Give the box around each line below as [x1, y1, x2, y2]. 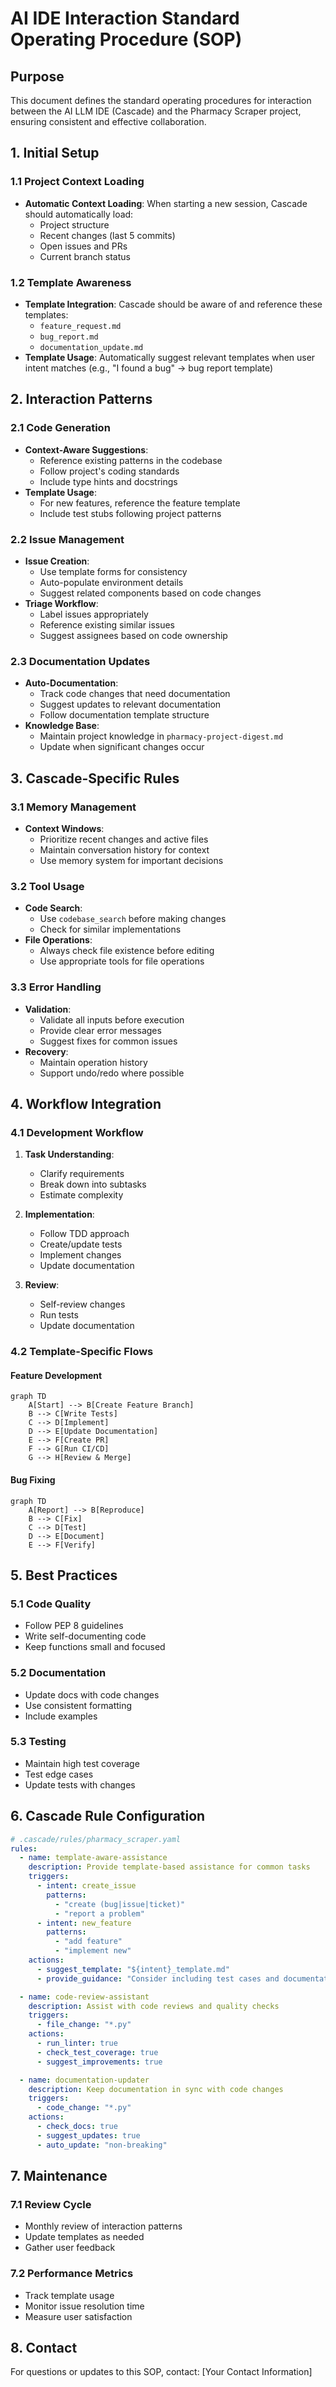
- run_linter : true [36, 2038, 118, 2049]
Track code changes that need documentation [39, 688, 231, 700]
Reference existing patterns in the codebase [39, 454, 223, 466]
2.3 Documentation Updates [10, 654, 151, 668]
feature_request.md [39, 321, 122, 331]
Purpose [10, 68, 65, 85]
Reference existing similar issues [39, 618, 175, 631]
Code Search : [24, 902, 83, 914]
